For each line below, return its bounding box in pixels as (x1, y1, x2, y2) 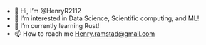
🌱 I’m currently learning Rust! (14, 22, 100, 30)
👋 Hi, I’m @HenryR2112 (14, 7, 82, 15)
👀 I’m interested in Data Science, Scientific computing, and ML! (14, 14, 200, 22)
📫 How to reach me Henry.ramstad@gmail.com (14, 30, 155, 38)
